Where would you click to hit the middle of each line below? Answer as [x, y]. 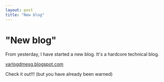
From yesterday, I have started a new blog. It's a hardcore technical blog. [82, 54]
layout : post [19, 10]
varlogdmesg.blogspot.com [35, 64]
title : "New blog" [25, 15]
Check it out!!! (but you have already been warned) [59, 74]
